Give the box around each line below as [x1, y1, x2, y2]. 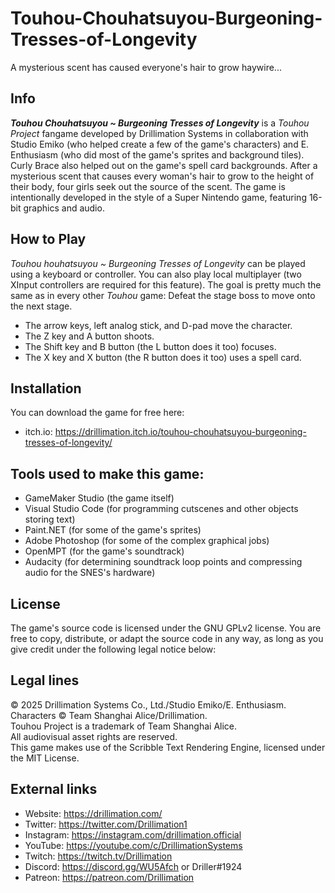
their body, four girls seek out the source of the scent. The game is [10, 180, 286, 192]
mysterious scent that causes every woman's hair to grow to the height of [10, 170, 315, 182]
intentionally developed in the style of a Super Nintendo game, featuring [10, 191, 307, 203]
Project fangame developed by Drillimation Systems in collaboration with [10, 127, 309, 139]
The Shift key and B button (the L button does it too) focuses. [24, 340, 277, 352]
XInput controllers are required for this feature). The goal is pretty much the [10, 278, 322, 291]
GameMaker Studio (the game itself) [24, 492, 175, 504]
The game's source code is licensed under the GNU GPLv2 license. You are [10, 622, 322, 634]
